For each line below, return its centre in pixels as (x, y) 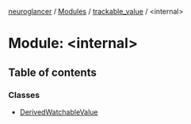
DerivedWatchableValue (59, 112)
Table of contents (52, 72)
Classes (24, 95)
